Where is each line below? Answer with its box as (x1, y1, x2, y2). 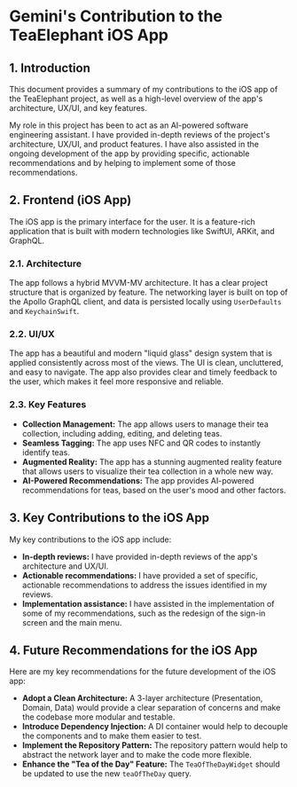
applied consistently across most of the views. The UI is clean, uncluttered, (9, 358, 284, 368)
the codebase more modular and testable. (21, 712, 176, 722)
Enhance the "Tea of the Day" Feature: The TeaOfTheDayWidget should (21, 759, 281, 769)
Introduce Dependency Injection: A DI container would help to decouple (21, 721, 288, 732)
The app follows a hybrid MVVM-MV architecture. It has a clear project (9, 278, 269, 288)
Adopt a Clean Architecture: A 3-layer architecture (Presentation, (21, 693, 263, 704)
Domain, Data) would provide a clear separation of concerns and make (21, 703, 281, 713)
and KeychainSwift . (9, 306, 80, 317)
